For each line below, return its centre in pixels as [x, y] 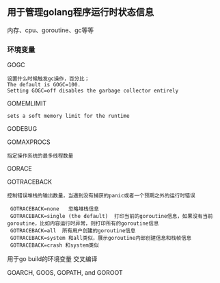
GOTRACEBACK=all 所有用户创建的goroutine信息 [73, 231]
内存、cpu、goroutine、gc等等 [51, 30]
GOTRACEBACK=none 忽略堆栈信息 [54, 209]
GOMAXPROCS [29, 142]
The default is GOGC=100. [44, 85]
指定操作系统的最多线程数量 [40, 156]
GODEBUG [22, 129]
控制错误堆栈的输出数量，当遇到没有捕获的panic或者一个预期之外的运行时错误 [101, 196]
